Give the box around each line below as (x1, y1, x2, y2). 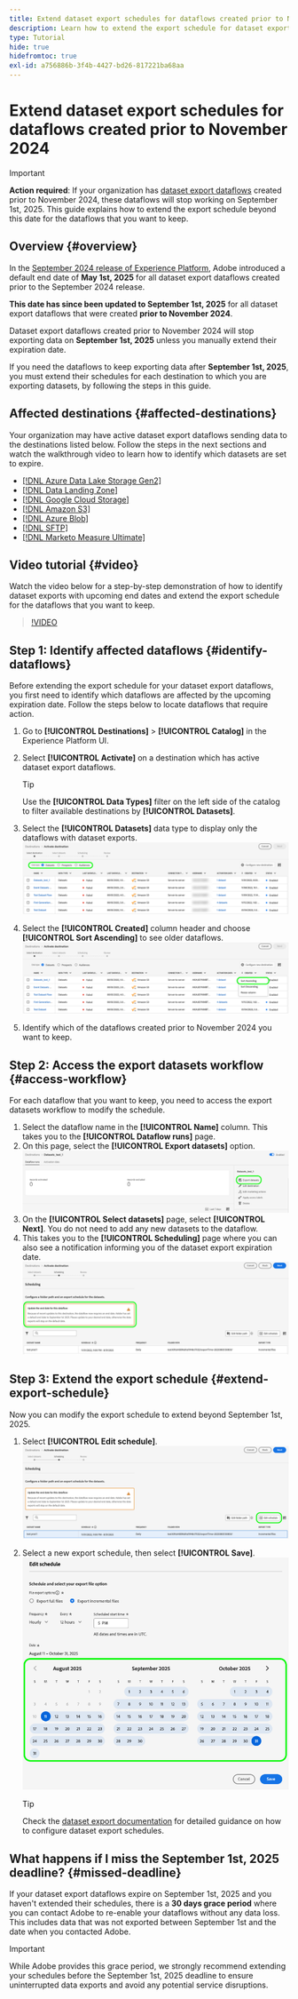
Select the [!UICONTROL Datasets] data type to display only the (21, 823, 258, 834)
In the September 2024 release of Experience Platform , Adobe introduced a (9, 262, 286, 273)
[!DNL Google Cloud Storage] (21, 494, 130, 505)
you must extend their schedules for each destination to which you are (9, 370, 267, 381)
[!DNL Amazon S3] (21, 503, 91, 514)
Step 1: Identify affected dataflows (9, 642, 204, 657)
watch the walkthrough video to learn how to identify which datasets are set (9, 449, 286, 459)
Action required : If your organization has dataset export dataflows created (9, 185, 282, 195)
